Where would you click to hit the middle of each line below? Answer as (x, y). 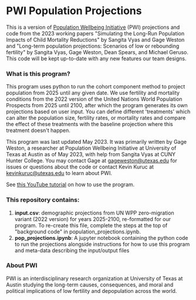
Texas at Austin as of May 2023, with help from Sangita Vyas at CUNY (91, 154)
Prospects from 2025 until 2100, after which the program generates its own (97, 106)
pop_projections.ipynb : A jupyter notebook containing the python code (102, 238)
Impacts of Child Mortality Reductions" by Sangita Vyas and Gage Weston (95, 39)
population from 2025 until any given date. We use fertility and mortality (93, 93)
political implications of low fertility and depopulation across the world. (92, 291)
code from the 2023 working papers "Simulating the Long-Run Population (95, 33)
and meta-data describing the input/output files (72, 250)
